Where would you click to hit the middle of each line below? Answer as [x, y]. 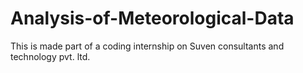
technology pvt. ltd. [50, 56]
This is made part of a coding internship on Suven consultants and [147, 46]
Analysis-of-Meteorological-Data [152, 18]
